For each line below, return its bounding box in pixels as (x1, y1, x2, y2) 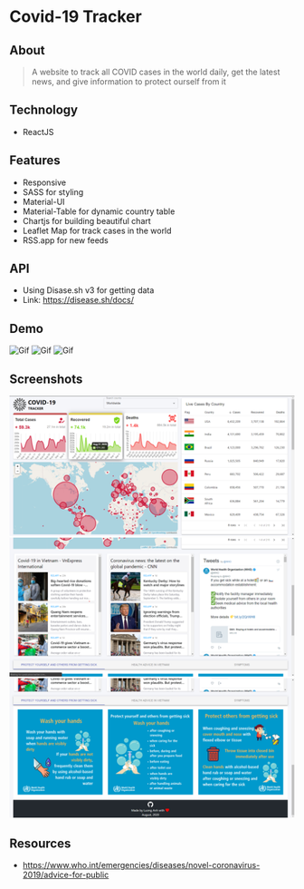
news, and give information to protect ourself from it (31, 76, 226, 87)
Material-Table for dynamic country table (22, 206, 176, 217)
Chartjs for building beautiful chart (22, 215, 151, 226)
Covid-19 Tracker (9, 6, 142, 27)
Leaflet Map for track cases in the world (22, 225, 172, 236)
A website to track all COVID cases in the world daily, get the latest (31, 66, 280, 77)
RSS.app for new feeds (22, 234, 109, 246)
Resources (9, 835, 71, 851)
